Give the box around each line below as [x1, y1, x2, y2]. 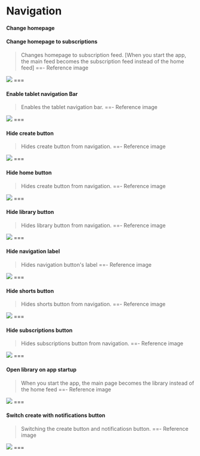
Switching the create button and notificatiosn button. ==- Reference [20, 425, 189, 432]
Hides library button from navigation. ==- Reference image [20, 222, 166, 229]
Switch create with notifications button [6, 412, 106, 419]
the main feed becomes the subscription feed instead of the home [20, 58, 184, 65]
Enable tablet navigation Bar [6, 90, 78, 97]
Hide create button [6, 129, 54, 137]
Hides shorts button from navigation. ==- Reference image [20, 301, 166, 308]
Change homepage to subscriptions [6, 38, 98, 46]
